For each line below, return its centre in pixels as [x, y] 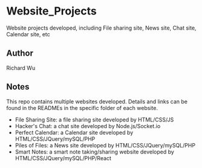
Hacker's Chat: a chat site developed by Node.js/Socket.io [88, 126]
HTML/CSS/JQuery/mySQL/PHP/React [63, 158]
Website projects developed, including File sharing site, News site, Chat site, [101, 28]
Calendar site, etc [28, 34]
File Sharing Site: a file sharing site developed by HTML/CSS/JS [94, 120]
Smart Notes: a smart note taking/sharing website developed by [94, 152]
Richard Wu [21, 68]
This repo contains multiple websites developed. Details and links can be [97, 102]
